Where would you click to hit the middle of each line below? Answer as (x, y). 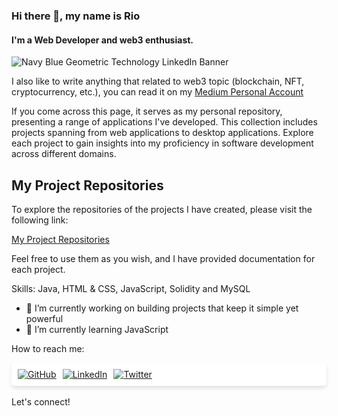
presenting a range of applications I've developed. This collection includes (164, 122)
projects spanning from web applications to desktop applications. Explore (162, 133)
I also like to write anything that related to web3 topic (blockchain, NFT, (158, 81)
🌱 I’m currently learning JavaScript (97, 329)
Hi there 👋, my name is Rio (76, 16)
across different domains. (64, 154)
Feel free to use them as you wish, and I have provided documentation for (163, 258)
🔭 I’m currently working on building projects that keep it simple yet (162, 308)
